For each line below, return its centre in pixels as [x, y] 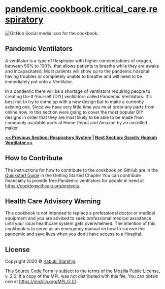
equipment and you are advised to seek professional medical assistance [78, 218]
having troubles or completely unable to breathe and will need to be [74, 76]
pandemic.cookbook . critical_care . [77, 9]
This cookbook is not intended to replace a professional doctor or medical [80, 213]
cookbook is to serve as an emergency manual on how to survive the [75, 229]
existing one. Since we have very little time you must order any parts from [80, 107]
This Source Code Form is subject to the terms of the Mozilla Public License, [83, 271]
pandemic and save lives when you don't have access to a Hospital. [74, 234]
